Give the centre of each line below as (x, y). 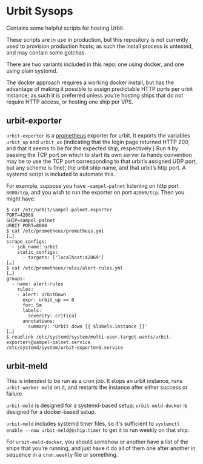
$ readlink (20, 337)
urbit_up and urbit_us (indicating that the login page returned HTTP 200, (98, 142)
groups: (16, 279)
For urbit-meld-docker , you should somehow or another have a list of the (98, 442)
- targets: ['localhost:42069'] (63, 257)
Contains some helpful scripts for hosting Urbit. (65, 28)
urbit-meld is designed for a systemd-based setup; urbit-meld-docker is (97, 405)
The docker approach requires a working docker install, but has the (90, 82)
